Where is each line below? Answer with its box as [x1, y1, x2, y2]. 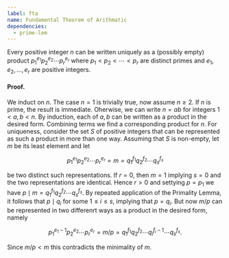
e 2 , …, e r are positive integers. [7, 65, 91, 75]
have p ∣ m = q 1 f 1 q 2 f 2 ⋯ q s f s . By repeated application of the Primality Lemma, [7, 187, 221, 198]
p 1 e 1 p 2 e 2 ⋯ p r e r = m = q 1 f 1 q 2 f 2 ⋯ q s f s [67, 155, 164, 166]
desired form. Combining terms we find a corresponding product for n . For [7, 119, 217, 128]
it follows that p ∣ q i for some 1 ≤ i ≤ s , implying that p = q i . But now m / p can [7, 197, 223, 207]
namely [7, 213, 28, 222]
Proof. [7, 83, 25, 91]
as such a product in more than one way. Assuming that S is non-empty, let [7, 134, 219, 143]
